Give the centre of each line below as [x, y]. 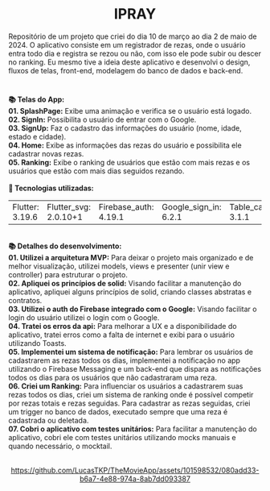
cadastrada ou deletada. [49, 421]
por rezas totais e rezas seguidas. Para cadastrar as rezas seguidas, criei [129, 403]
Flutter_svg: [69, 207]
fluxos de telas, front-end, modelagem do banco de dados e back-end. [126, 70]
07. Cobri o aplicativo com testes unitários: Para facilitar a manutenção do [133, 429]
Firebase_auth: [126, 207]
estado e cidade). [37, 137]
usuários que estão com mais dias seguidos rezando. [96, 171]
